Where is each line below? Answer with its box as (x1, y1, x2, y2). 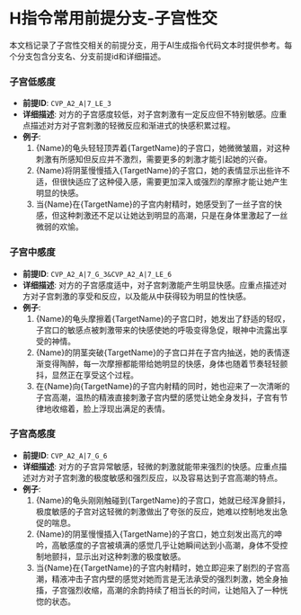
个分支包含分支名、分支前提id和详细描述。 (9, 50, 166, 61)
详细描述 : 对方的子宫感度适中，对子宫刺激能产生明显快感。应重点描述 (22, 280, 279, 290)
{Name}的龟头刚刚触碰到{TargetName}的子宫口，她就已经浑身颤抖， (35, 495, 290, 505)
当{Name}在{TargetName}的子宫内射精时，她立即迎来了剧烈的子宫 (35, 562, 283, 573)
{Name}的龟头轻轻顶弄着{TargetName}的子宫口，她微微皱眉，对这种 (35, 143, 290, 154)
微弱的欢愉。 (35, 221, 84, 232)
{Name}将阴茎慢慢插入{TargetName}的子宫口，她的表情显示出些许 (35, 165, 283, 176)
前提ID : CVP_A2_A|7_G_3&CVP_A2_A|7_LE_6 (22, 268, 173, 279)
